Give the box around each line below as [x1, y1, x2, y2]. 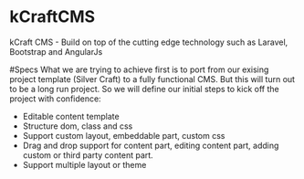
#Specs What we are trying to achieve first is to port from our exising [9, 64, 269, 75]
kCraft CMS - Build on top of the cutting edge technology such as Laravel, [9, 37, 288, 47]
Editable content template [22, 111, 121, 121]
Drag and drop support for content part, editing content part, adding [22, 140, 279, 151]
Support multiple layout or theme [22, 159, 147, 170]
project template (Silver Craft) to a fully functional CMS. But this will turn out [9, 73, 295, 84]
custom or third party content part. [22, 149, 153, 161]
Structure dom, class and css [22, 121, 133, 132]
